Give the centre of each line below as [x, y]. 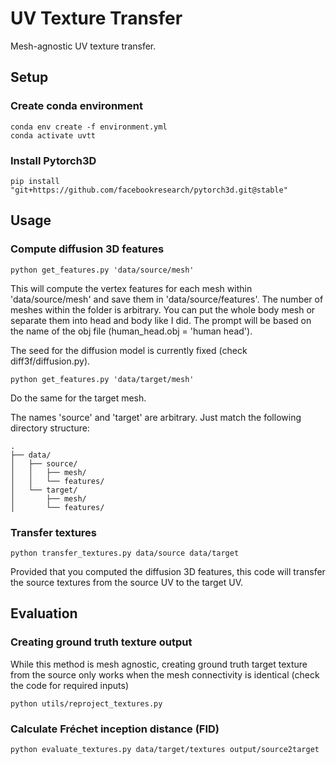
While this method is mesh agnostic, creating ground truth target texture [159, 664]
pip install [35, 181]
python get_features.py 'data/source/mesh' [102, 270]
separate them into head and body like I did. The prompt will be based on [161, 320]
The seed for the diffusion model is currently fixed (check [129, 350]
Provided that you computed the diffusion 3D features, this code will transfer [168, 571]
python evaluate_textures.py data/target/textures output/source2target [165, 749]
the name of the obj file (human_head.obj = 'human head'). [131, 331]
